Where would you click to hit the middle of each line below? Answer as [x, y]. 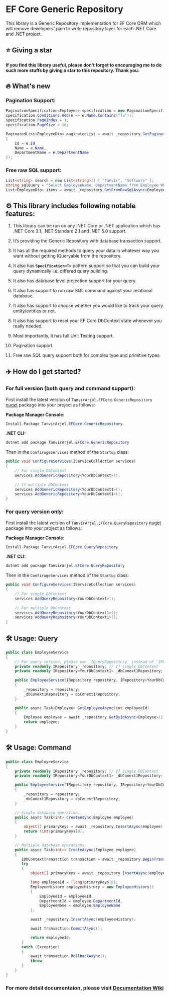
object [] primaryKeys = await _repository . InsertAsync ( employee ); [95, 827]
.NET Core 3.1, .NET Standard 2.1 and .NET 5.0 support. [70, 231]
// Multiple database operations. [51, 845]
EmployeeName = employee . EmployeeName [80, 906]
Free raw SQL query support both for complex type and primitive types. [87, 355]
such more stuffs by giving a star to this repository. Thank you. [72, 70]
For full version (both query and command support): [70, 388]
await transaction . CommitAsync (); [66, 929]
